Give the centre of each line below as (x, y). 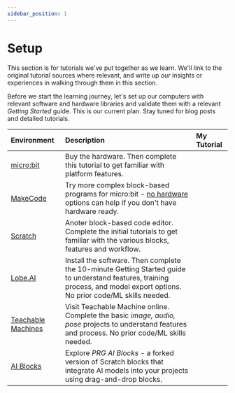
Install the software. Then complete (123, 260)
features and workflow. (103, 249)
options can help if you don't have (121, 202)
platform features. (94, 173)
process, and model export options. (123, 286)
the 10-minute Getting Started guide (126, 269)
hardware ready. (92, 211)
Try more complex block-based (117, 185)
